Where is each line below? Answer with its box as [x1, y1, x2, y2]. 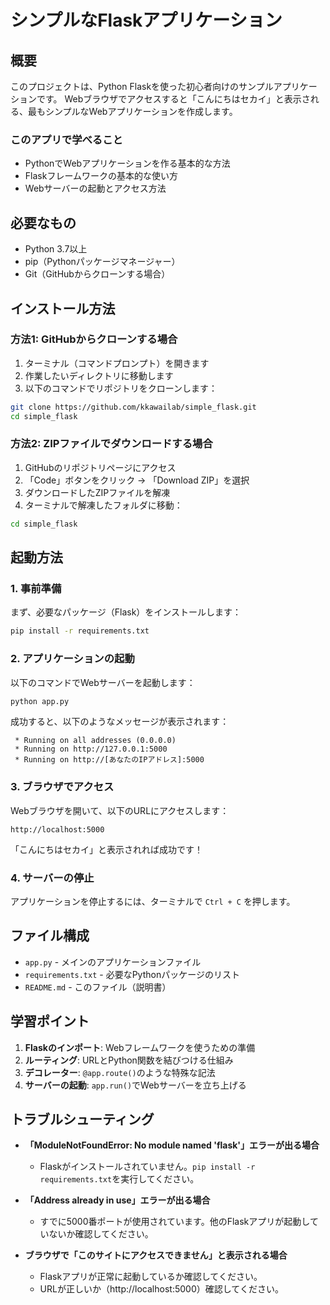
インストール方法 [10, 300, 116, 317]
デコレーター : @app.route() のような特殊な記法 [24, 1066, 216, 1078]
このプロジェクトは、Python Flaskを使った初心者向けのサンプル [10, 81, 274, 92]
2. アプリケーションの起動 [10, 652, 135, 666]
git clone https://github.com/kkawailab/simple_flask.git [10, 402, 257, 412]
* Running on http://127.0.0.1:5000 [14, 744, 168, 755]
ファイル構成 [10, 927, 90, 945]
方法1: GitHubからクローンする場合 [10, 332, 178, 346]
